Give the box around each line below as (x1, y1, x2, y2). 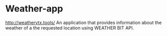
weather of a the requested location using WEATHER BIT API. (5, 24, 134, 30)
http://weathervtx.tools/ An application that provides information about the (5, 19, 162, 25)
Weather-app (5, 3, 63, 14)
